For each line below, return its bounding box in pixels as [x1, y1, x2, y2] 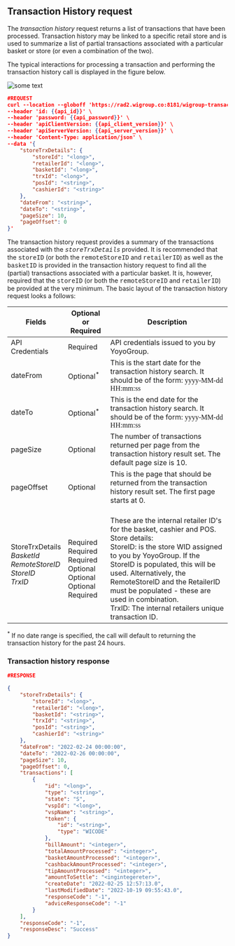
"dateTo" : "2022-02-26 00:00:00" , [20, 750, 120, 757]
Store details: [110, 533, 154, 543]
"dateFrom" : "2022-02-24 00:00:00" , [20, 743, 127, 750]
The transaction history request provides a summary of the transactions [7, 238, 215, 246]
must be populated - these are [110, 586, 211, 595]
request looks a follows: [7, 292, 76, 300]
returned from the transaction [110, 478, 208, 488]
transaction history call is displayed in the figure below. [7, 67, 166, 76]
